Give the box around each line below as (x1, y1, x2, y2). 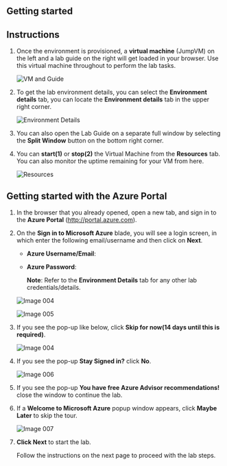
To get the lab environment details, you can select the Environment (16, 88, 207, 97)
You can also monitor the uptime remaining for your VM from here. (16, 157, 204, 165)
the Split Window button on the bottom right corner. (16, 136, 164, 145)
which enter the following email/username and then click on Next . (16, 236, 203, 245)
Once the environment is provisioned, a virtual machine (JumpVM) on (16, 47, 215, 56)
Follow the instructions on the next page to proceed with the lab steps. (16, 452, 216, 460)
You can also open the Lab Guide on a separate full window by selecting (16, 130, 221, 138)
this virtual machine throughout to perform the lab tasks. (16, 62, 176, 70)
